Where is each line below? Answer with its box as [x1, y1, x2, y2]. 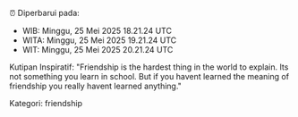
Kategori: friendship [9, 98, 83, 108]
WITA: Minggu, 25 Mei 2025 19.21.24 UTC [21, 35, 177, 46]
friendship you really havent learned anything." [9, 80, 182, 91]
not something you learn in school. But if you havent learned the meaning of [9, 71, 289, 81]
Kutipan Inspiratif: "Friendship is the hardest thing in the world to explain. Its [9, 62, 289, 72]
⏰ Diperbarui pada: [9, 8, 81, 18]
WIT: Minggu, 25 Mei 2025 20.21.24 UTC [21, 45, 174, 54]
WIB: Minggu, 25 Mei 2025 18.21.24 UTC [21, 26, 173, 36]
